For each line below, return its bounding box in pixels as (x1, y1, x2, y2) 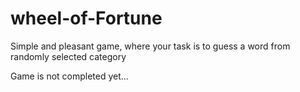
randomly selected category (10, 50, 127, 62)
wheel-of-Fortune (10, 7, 163, 30)
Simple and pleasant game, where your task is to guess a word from (10, 40, 291, 52)
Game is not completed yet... (10, 70, 129, 82)
